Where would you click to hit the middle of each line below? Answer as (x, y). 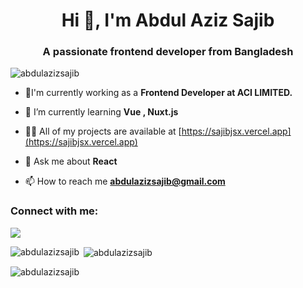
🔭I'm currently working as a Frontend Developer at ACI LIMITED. (158, 93)
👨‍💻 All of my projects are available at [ (103, 131)
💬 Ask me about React (71, 161)
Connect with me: (54, 211)
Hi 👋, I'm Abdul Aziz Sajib (168, 20)
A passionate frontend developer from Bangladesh (168, 52)
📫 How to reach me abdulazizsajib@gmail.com (125, 181)
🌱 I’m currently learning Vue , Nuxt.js (101, 112)
